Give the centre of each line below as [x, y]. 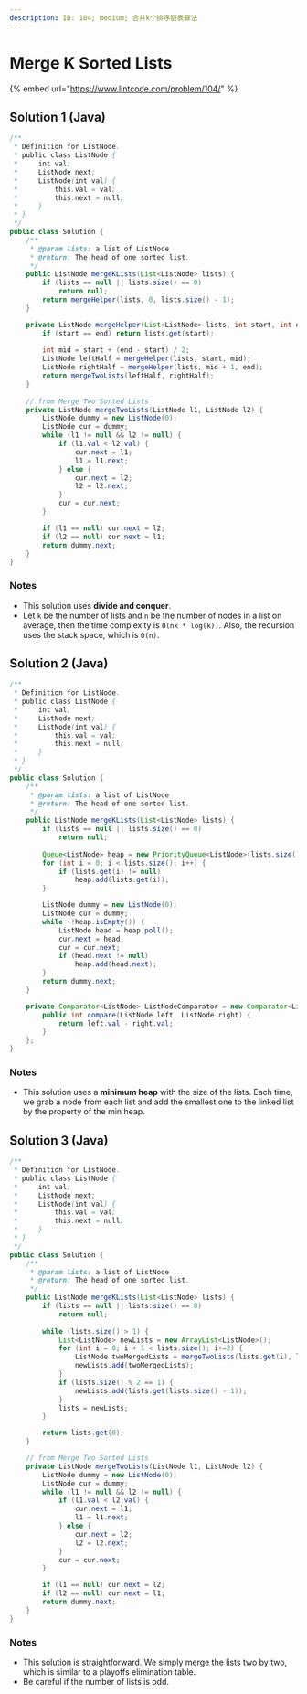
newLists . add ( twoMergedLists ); [134, 1366]
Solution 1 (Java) [58, 117]
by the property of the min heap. [84, 1112]
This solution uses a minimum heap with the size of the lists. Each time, [158, 1092]
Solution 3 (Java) [59, 1140]
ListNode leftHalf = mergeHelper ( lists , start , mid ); [147, 359]
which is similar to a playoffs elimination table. [109, 1672]
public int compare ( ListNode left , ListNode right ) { [147, 1015]
